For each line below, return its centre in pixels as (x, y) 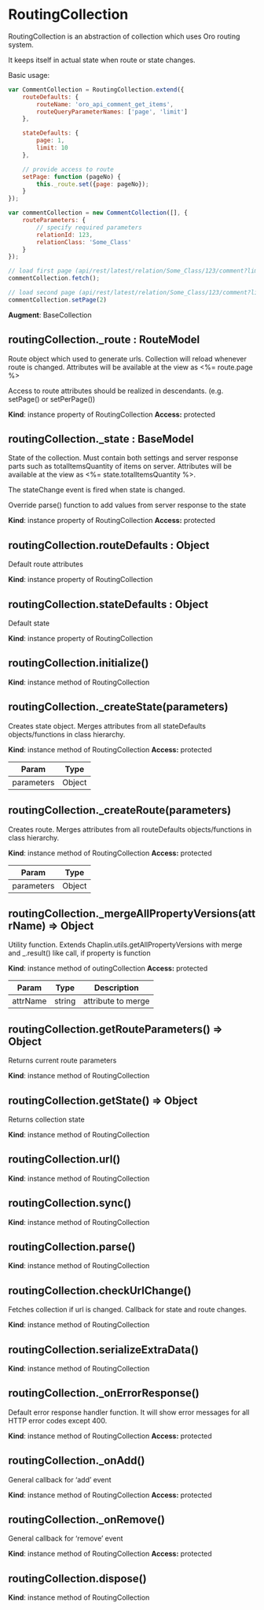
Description (116, 988)
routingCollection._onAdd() (77, 1461)
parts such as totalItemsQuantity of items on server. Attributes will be (120, 466)
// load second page (42, 293)
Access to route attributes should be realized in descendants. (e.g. (116, 391)
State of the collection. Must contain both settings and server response (123, 458)
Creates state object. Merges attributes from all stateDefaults (107, 725)
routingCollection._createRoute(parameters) (120, 810)
